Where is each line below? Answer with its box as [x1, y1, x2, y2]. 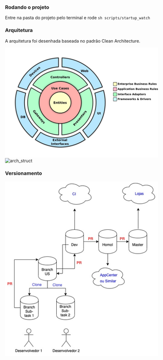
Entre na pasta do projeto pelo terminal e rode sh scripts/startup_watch [5, 15, 150, 21]
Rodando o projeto [5, 4, 49, 11]
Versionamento [5, 170, 42, 177]
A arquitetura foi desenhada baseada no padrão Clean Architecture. [5, 38, 141, 44]
